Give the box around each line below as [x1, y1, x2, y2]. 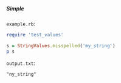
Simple [6, 5, 24, 12]
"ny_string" [6, 71, 36, 77]
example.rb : [6, 20, 35, 27]
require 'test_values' [6, 32, 64, 38]
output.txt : [6, 59, 35, 67]
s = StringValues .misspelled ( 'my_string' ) [6, 42, 116, 48]
